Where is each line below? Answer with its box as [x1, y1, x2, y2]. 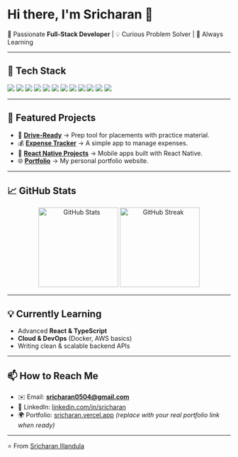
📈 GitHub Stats [7, 184, 76, 197]
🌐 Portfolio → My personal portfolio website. [17, 156, 149, 165]
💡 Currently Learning [7, 308, 102, 320]
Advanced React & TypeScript [17, 327, 108, 335]
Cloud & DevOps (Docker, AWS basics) [17, 334, 132, 343]
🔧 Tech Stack [7, 65, 67, 77]
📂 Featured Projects [7, 112, 96, 124]
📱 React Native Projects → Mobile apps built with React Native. [17, 149, 203, 157]
